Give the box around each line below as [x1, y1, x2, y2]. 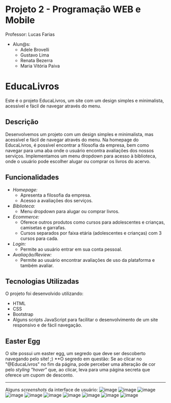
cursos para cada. [20, 235, 59, 241]
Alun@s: [12, 41, 31, 47]
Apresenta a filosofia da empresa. [20, 192, 92, 198]
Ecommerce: [12, 213, 40, 220]
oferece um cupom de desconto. [5, 372, 74, 378]
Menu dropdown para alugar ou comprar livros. [20, 208, 120, 214]
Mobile [5, 14, 35, 26]
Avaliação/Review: [12, 251, 52, 258]
